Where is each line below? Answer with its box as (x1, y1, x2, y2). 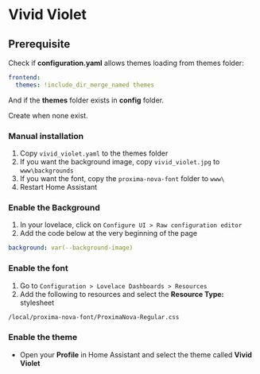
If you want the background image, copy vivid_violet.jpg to (19, 157, 220, 167)
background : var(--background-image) (8, 244, 134, 252)
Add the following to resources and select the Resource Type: (19, 289, 224, 299)
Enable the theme (8, 332, 78, 343)
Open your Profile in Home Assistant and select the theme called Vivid (19, 349, 253, 359)
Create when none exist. (8, 110, 88, 120)
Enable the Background (8, 202, 101, 213)
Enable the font (8, 263, 69, 274)
